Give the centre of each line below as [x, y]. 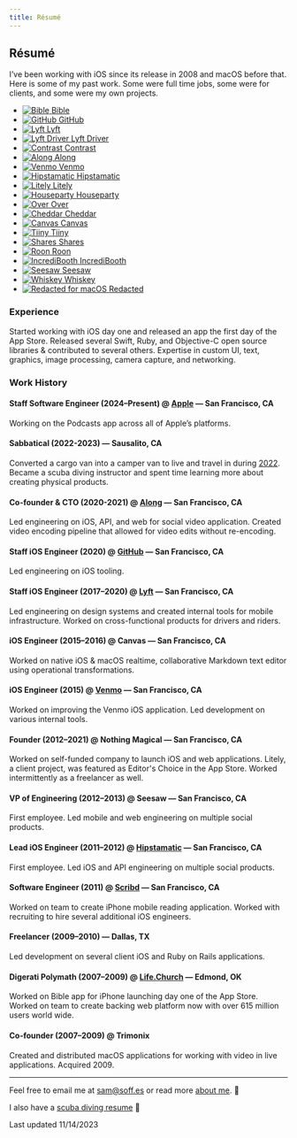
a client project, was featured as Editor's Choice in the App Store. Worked [143, 769]
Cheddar [81, 214]
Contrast [80, 148]
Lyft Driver [90, 139]
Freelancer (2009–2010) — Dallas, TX [80, 937]
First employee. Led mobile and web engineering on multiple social [131, 818]
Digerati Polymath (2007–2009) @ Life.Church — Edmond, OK [126, 977]
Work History [38, 382]
